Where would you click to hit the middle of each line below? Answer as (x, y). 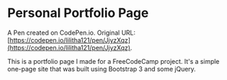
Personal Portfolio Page (78, 13)
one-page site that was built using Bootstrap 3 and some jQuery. (102, 69)
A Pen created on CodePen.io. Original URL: (72, 33)
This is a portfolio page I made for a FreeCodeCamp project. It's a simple (113, 61)
